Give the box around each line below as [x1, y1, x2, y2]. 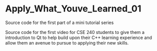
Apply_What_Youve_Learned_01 [5, 3, 141, 14]
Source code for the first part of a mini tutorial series [5, 19, 114, 25]
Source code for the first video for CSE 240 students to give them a [5, 29, 144, 35]
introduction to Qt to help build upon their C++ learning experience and [5, 34, 152, 40]
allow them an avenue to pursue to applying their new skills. [5, 39, 129, 45]
